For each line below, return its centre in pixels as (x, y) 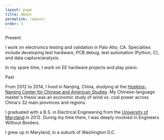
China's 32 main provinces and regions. (46, 103)
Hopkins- (137, 87)
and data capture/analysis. (32, 58)
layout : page (19, 10)
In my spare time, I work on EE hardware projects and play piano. (72, 68)
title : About (19, 14)
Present (13, 38)
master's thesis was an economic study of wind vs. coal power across (77, 97)
